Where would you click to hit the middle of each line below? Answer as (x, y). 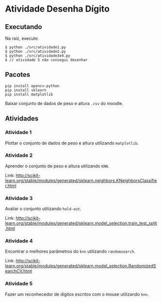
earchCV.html (19, 271)
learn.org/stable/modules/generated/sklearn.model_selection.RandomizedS (81, 266)
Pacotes (18, 75)
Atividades (22, 119)
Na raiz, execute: (22, 38)
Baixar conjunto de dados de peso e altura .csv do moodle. (64, 103)
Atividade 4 (19, 241)
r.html (11, 185)
